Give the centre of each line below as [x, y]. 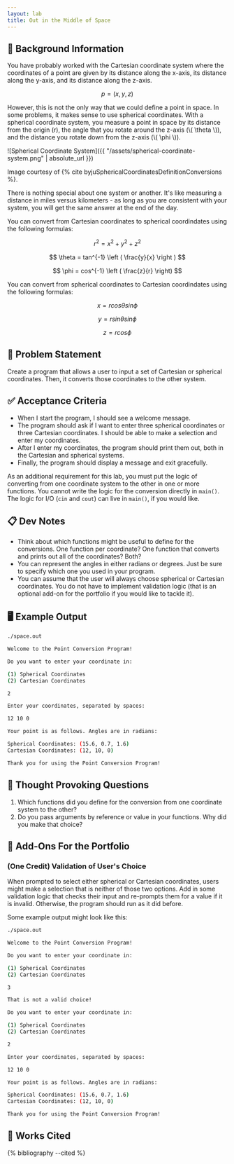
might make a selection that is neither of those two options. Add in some [111, 889]
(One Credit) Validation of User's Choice [77, 866]
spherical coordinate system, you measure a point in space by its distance [114, 123]
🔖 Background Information [66, 49]
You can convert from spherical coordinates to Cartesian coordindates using [117, 284]
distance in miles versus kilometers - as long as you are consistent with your [117, 200]
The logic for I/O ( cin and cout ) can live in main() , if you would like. [103, 498]
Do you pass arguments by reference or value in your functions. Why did [122, 816]
